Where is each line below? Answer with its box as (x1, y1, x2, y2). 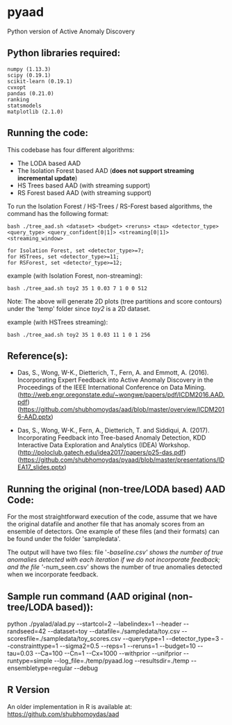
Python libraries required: (7, 47, 121, 59)
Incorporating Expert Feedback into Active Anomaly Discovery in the (17, 376, 214, 384)
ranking (7, 96, 30, 103)
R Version (7, 684, 50, 696)
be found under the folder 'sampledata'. (7, 535, 121, 543)
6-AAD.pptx (17, 412, 51, 421)
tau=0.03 (7, 649, 33, 657)
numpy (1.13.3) (7, 65, 51, 73)
